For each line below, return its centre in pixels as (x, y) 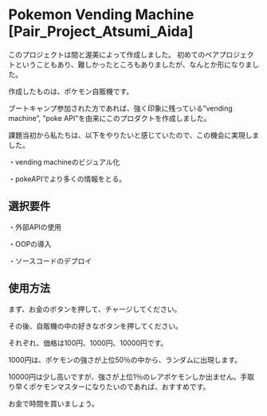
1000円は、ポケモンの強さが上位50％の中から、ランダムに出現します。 (125, 360)
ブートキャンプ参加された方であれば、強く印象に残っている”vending (120, 108)
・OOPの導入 (30, 243)
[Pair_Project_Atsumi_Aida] (101, 31)
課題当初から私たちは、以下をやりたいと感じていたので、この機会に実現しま (134, 135)
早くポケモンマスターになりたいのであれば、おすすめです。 (112, 387)
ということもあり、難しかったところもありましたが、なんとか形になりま (133, 64)
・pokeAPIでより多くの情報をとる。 (67, 179)
